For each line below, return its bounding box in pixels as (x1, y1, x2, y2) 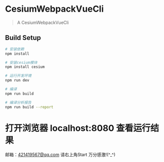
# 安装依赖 (5, 46, 24, 52)
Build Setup (5, 34, 41, 42)
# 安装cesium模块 (5, 60, 38, 65)
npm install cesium (5, 64, 45, 69)
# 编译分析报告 (5, 100, 32, 105)
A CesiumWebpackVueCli (17, 20, 69, 25)
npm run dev (5, 78, 29, 83)
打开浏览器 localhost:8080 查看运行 (5, 122, 151, 134)
